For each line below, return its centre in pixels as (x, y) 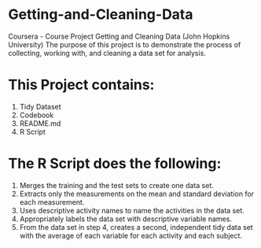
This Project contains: (81, 85)
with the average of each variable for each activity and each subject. (130, 235)
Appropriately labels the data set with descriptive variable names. (125, 219)
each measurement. (52, 202)
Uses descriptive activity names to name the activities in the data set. (132, 210)
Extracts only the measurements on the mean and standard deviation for (136, 194)
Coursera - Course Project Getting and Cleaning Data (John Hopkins (119, 36)
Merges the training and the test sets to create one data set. (116, 185)
